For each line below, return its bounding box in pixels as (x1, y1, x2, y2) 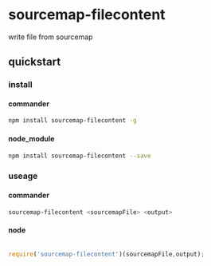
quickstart (8, 55, 61, 69)
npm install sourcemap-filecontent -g (8, 117, 137, 125)
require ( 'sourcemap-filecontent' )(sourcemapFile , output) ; (8, 250, 205, 258)
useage (8, 170, 38, 181)
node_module (8, 133, 55, 143)
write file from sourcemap (8, 32, 93, 42)
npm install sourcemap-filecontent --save (8, 152, 151, 160)
